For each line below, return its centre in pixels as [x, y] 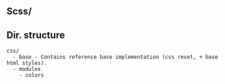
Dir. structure [36, 35]
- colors [32, 76]
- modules [27, 69]
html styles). [27, 63]
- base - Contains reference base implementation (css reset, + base [115, 57]
